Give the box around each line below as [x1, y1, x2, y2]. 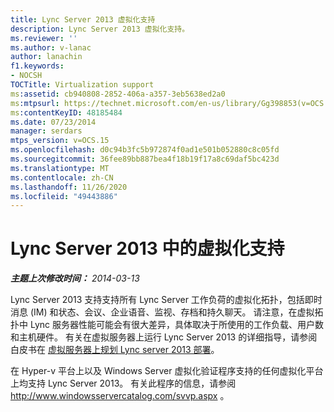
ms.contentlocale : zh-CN [10, 172, 114, 183]
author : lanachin [10, 52, 83, 62]
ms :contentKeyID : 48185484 [10, 107, 123, 118]
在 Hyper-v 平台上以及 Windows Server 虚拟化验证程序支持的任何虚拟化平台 [10, 365, 324, 377]
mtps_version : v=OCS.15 [10, 136, 110, 146]
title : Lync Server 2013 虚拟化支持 [10, 14, 156, 25]
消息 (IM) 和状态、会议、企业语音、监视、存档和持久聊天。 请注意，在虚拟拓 [10, 306, 324, 318]
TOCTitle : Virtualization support [10, 80, 155, 90]
